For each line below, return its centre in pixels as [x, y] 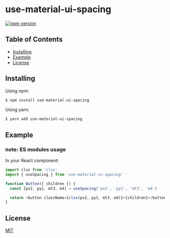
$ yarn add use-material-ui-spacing [44, 119]
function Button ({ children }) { [40, 184]
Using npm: [17, 91]
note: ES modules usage [36, 150]
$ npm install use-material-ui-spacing [47, 100]
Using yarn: [17, 110]
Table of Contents [34, 39]
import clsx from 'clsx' [31, 170]
